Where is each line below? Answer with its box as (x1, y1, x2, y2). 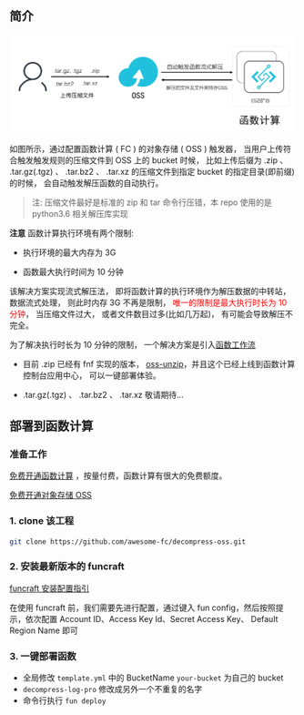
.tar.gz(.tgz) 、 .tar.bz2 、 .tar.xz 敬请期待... (22, 389, 184, 400)
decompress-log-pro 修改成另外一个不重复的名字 (22, 684, 203, 694)
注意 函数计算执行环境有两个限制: (9, 227, 134, 239)
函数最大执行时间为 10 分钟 (22, 266, 125, 277)
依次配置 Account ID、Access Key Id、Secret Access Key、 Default (25, 613, 279, 624)
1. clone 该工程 (9, 515, 75, 527)
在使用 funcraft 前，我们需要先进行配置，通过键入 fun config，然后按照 (9, 602, 276, 613)
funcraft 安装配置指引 (9, 582, 90, 594)
